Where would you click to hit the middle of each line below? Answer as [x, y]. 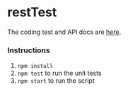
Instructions [29, 50]
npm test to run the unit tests [59, 73]
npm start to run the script [56, 81]
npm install [35, 67]
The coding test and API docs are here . [64, 32]
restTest [32, 12]
